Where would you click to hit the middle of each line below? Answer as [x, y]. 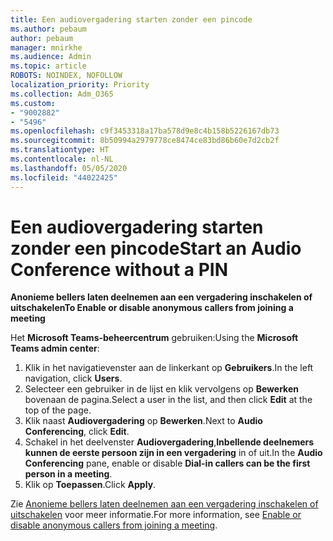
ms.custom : [33, 103]
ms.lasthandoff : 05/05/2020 [69, 168]
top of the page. [58, 410]
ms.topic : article [48, 66]
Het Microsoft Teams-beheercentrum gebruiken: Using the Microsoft [154, 338]
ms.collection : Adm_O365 [62, 94]
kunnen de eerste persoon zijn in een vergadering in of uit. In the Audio [173, 453]
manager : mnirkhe [46, 47]
